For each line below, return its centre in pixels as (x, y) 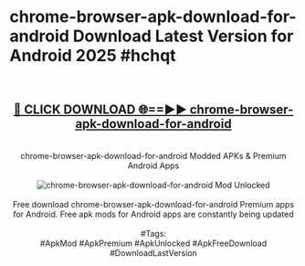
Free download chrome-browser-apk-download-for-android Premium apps (153, 204)
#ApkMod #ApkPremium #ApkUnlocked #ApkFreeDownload (153, 243)
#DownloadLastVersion (153, 252)
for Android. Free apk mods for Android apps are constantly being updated (153, 214)
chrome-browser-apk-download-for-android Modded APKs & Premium (153, 155)
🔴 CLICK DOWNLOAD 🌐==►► (100, 110)
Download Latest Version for (183, 36)
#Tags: (153, 233)
